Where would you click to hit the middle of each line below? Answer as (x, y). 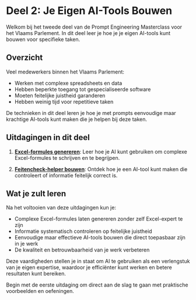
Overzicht (24, 57)
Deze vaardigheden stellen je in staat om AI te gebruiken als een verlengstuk (98, 261)
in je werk (26, 244)
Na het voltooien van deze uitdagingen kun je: (61, 208)
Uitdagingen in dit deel (48, 137)
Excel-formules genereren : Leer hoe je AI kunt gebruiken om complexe (101, 151)
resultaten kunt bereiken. (36, 274)
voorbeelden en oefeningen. (40, 291)
